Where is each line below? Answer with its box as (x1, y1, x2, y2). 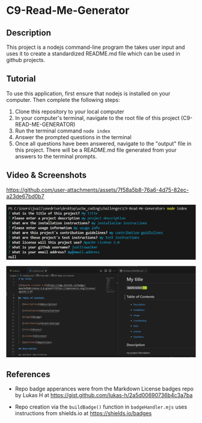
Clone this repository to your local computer (14, 108, 124, 115)
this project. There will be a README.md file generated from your (14, 146, 177, 154)
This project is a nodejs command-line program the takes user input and (6, 43, 185, 51)
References (6, 369, 50, 380)
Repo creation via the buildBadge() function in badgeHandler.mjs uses (14, 403, 188, 410)
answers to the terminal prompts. (14, 152, 97, 160)
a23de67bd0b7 (6, 192, 44, 199)
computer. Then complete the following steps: (6, 96, 120, 103)
